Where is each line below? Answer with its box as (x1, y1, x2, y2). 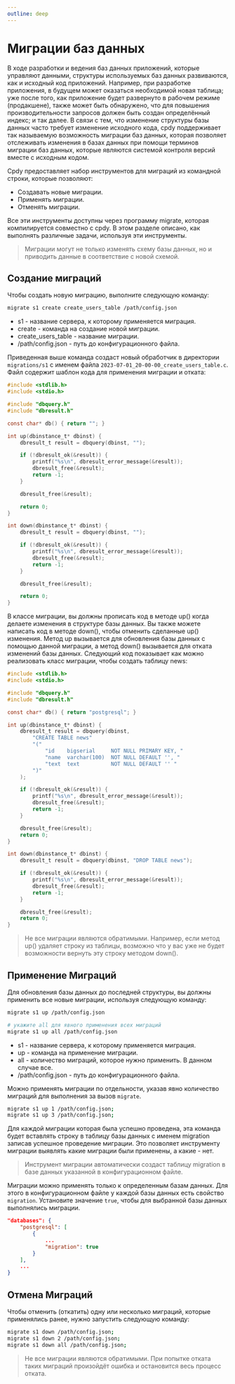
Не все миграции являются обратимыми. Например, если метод (24, 934, 220, 943)
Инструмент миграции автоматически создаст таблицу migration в (24, 1160, 226, 1169)
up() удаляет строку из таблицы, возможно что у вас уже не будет (24, 942, 224, 950)
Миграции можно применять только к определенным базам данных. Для (7, 1181, 229, 1190)
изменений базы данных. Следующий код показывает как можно (7, 649, 204, 658)
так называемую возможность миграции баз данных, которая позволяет (7, 130, 227, 139)
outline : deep (7, 10, 49, 18)
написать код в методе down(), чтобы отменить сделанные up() (7, 627, 199, 635)
